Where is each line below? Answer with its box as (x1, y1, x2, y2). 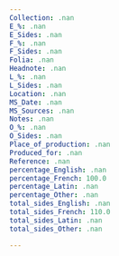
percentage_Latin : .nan (9, 182, 99, 192)
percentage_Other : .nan (9, 191, 99, 200)
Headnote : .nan (9, 64, 67, 74)
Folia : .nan (9, 55, 54, 64)
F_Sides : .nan (9, 47, 63, 56)
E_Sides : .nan (9, 30, 63, 39)
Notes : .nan (9, 114, 54, 123)
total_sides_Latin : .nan (9, 215, 103, 225)
